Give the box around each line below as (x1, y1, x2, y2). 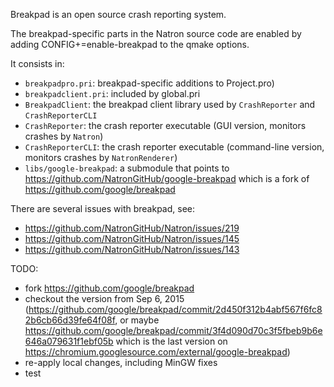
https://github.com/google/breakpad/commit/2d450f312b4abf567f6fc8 (28, 304, 323, 315)
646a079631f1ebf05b (24, 335, 114, 347)
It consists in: (10, 58, 65, 69)
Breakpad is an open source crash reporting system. (10, 9, 227, 20)
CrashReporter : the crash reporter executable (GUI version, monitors (24, 120, 307, 131)
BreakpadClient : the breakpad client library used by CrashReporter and (24, 99, 316, 110)
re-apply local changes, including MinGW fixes (24, 357, 218, 368)
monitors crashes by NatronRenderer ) (24, 152, 178, 163)
